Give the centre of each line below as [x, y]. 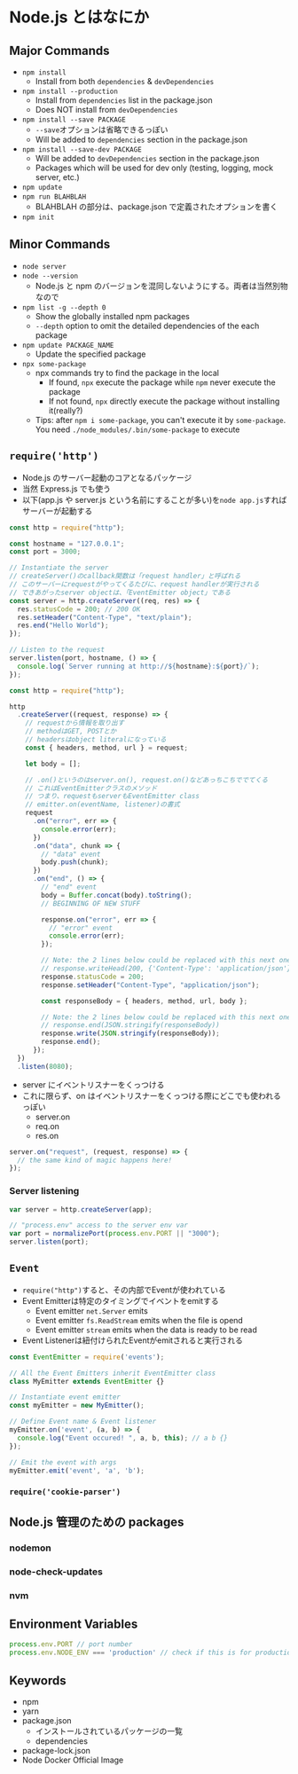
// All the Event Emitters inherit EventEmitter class [113, 1373]
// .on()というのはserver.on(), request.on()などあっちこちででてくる [147, 780]
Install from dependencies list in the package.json [124, 100]
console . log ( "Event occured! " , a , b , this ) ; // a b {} [122, 1438]
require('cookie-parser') [65, 1492]
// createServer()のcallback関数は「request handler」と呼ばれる [125, 577]
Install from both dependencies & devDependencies [125, 81]
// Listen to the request [57, 650]
